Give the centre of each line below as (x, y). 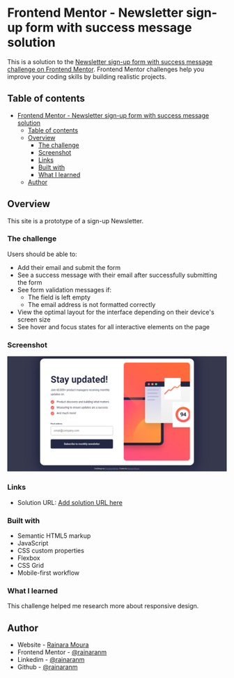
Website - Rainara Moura (53, 645)
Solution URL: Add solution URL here (70, 502)
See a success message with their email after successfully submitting (117, 275)
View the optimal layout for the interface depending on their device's (116, 312)
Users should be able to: (42, 254)
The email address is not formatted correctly (92, 304)
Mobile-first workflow (48, 573)
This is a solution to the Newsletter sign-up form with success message (110, 61)
